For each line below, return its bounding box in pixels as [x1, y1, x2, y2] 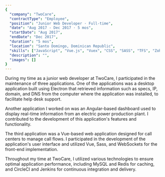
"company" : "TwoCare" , [9, 12, 56, 17]
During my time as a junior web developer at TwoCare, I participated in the [5, 76, 156, 81]
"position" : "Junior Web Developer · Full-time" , [9, 21, 113, 26]
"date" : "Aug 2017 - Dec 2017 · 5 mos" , [9, 25, 93, 30]
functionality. [5, 121, 32, 127]
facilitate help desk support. [5, 96, 62, 102]
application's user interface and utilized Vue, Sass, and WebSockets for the [5, 141, 158, 147]
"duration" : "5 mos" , [9, 39, 54, 44]
